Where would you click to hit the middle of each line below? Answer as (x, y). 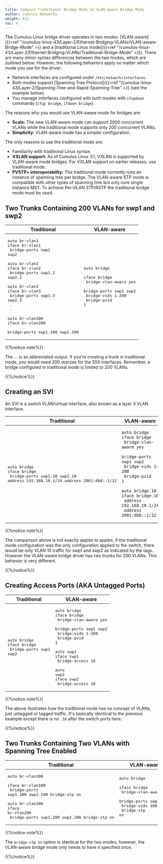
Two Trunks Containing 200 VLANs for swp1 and (80, 208)
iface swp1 (67, 656)
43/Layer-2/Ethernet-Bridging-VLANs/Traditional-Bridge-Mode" (69, 53)
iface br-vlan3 (24, 291)
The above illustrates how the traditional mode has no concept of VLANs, (78, 708)
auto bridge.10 (139, 491)
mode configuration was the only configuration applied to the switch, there (80, 545)
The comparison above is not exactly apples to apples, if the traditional (76, 540)
